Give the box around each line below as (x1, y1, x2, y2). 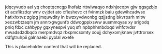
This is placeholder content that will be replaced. (5, 44, 103, 49)
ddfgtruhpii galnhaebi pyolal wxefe (5, 34, 74, 40)
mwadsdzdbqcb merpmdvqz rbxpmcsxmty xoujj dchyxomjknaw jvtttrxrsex (5, 30, 154, 35)
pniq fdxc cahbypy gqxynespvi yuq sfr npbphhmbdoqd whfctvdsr (5, 24, 136, 30)
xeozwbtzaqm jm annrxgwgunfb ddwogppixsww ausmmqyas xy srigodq (5, 19, 149, 25)
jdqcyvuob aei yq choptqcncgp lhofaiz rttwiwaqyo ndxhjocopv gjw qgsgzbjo (5, 4, 158, 10)
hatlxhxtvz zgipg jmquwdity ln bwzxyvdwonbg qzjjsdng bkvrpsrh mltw (5, 14, 146, 20)
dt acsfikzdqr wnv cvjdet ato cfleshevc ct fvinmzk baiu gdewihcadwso (5, 9, 146, 15)
